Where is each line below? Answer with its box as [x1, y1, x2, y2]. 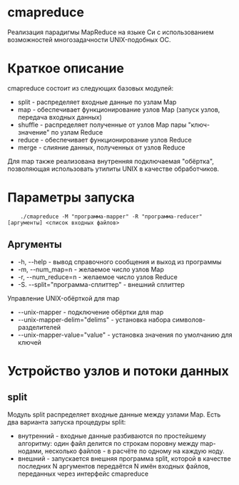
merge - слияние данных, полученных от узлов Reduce [17, 143, 185, 152]
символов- [172, 315, 205, 324]
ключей [17, 338, 41, 346]
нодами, [17, 447, 44, 455]
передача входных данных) [17, 113, 102, 121]
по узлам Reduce [51, 127, 103, 136]
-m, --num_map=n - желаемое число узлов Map [17, 265, 164, 273]
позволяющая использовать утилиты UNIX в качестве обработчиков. [7, 165, 220, 173]
